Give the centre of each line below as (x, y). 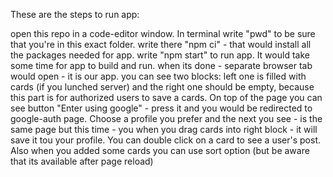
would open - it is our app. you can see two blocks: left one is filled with (158, 76)
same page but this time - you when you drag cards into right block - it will (164, 129)
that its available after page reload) (82, 161)
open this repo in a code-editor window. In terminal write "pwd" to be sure (163, 33)
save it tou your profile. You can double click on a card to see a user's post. (165, 140)
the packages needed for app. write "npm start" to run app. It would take (160, 55)
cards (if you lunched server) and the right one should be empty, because (162, 87)
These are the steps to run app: (75, 14)
